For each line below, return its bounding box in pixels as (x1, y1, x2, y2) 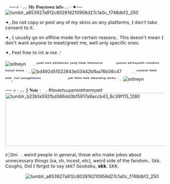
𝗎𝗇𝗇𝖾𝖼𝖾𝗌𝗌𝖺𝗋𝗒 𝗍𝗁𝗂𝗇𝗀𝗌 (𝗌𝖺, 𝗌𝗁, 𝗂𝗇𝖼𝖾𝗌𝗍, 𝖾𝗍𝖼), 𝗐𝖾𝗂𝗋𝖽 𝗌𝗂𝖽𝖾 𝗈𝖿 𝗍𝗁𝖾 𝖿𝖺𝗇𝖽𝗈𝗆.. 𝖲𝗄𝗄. (5, 158, 161, 163)
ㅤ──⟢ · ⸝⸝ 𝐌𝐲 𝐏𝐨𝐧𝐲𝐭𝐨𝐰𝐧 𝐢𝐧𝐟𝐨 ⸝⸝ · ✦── (5, 4, 83, 10)
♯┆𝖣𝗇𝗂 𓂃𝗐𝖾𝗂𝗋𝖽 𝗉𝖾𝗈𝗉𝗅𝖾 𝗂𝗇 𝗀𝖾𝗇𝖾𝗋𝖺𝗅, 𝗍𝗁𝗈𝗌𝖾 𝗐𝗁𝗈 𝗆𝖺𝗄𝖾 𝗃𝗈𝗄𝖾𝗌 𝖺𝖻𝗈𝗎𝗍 (5, 152, 142, 157)
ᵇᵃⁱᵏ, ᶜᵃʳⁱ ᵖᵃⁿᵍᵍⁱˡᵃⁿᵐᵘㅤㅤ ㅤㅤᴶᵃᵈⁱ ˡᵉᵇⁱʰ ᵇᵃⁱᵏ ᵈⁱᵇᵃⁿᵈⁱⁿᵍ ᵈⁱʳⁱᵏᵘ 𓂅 (5, 76, 122, 82)
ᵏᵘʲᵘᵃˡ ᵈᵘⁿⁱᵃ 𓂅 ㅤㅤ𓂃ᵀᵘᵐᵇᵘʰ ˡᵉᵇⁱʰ (5, 69, 157, 74)
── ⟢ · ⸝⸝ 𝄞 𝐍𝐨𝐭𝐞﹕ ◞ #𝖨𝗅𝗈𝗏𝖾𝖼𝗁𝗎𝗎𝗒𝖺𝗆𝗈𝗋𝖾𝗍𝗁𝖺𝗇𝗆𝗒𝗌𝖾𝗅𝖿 (5, 87, 103, 93)
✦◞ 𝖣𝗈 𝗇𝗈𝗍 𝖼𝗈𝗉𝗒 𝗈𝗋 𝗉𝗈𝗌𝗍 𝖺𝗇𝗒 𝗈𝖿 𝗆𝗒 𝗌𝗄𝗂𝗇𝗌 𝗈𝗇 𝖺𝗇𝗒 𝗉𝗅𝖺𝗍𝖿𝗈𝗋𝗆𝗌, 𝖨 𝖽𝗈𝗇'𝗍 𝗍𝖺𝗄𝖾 (5, 19, 158, 25)
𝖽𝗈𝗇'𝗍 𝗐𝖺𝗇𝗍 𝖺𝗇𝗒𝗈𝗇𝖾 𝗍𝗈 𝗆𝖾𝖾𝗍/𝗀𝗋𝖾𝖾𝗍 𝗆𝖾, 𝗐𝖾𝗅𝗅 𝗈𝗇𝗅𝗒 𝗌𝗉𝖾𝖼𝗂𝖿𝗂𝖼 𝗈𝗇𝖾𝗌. (5, 40, 140, 46)
